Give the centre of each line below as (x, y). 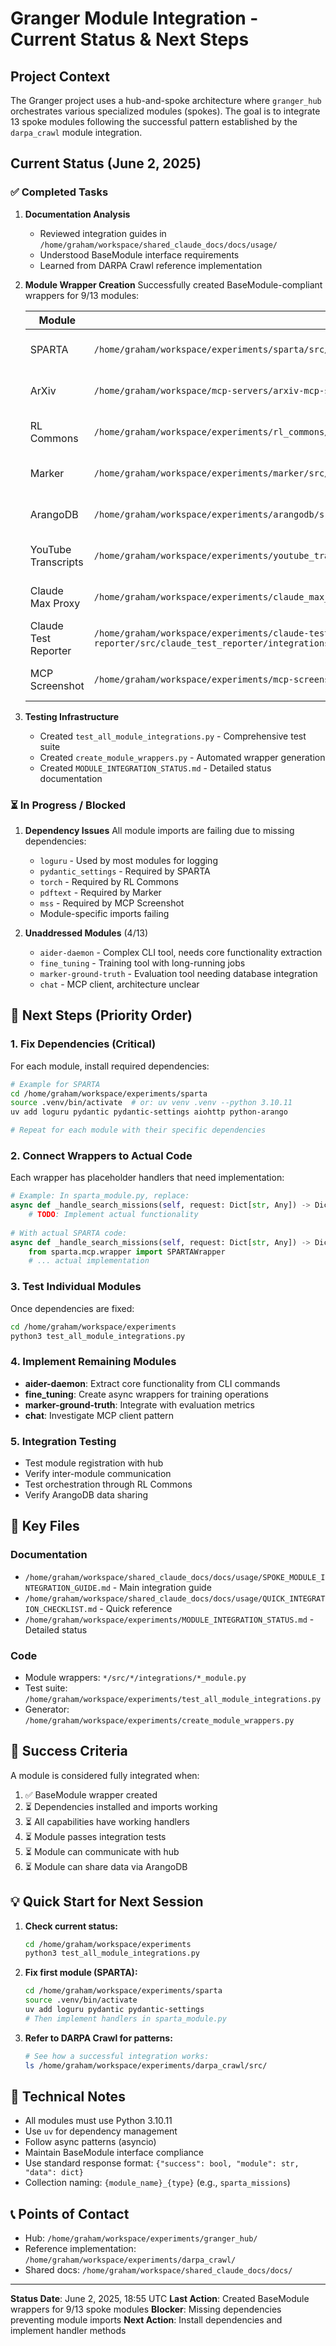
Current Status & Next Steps (130, 39)
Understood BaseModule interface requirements (139, 254)
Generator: (47, 1709)
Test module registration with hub (94, 1463)
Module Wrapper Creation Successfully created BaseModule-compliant (173, 284)
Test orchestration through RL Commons (108, 1484)
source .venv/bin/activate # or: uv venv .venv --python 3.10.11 (151, 1103)
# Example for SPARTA (55, 1084)
